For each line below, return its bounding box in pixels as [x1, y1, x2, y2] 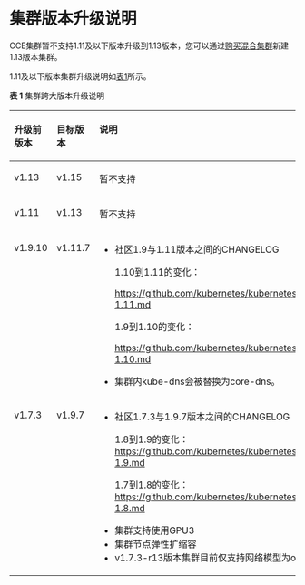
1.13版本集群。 [9, 51, 63, 62]
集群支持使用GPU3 [114, 524, 195, 537]
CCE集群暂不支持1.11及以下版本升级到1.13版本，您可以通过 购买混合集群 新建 [9, 40, 289, 51]
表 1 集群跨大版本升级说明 [9, 90, 105, 101]
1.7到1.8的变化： [114, 479, 189, 491]
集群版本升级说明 [9, 8, 138, 29]
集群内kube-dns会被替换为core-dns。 [114, 375, 280, 388]
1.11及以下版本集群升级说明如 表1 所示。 [9, 70, 152, 82]
